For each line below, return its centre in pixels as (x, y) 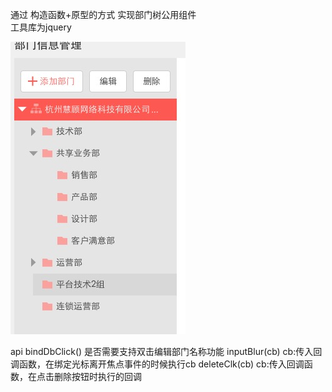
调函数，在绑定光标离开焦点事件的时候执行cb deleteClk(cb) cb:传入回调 (157, 364)
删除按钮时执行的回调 (97, 376)
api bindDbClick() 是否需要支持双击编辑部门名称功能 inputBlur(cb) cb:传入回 (166, 351)
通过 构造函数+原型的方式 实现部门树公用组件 (103, 14)
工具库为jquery (41, 27)
